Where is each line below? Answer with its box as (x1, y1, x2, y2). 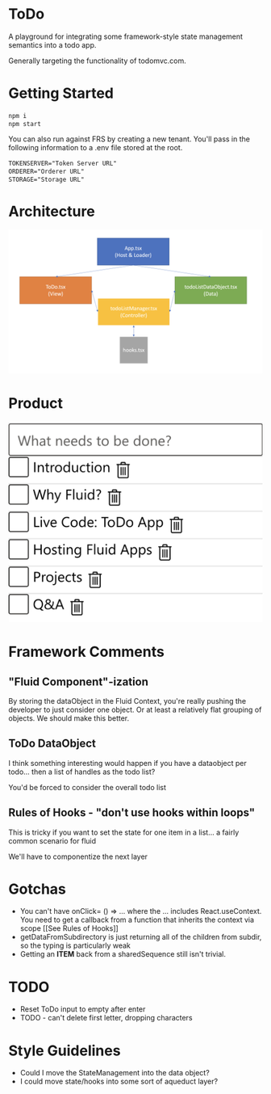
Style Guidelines (8, 1041, 121, 1059)
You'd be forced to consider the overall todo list (8, 782, 167, 792)
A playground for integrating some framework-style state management (8, 32, 244, 41)
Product (8, 394, 63, 413)
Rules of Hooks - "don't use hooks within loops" (8, 806, 256, 820)
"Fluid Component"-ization (8, 675, 149, 688)
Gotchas (8, 880, 67, 898)
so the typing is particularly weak (19, 940, 131, 950)
